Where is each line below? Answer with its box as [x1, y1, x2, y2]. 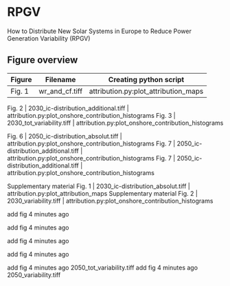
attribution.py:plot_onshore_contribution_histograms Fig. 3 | [7, 111, 176, 119]
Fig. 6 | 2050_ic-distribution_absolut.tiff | [7, 132, 122, 140]
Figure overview [7, 54, 78, 66]
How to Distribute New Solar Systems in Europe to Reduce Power [7, 27, 192, 35]
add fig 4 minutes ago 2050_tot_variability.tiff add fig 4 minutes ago [7, 263, 198, 272]
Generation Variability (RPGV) [7, 34, 91, 42]
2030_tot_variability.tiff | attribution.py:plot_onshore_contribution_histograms [7, 119, 224, 127]
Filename [45, 74, 76, 84]
